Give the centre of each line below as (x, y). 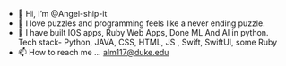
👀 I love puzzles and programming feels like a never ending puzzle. (142, 23)
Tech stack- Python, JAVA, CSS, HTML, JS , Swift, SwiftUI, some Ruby (147, 42)
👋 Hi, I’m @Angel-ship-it (62, 14)
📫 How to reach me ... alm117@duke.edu (93, 52)
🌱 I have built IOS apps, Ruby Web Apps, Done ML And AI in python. (143, 33)
